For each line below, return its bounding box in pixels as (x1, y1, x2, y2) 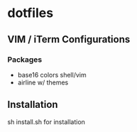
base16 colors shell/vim (17, 70, 87, 79)
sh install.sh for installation (7, 117, 85, 126)
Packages (7, 55, 43, 65)
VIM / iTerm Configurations (7, 33, 131, 45)
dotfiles (7, 5, 54, 21)
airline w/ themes (17, 78, 69, 87)
